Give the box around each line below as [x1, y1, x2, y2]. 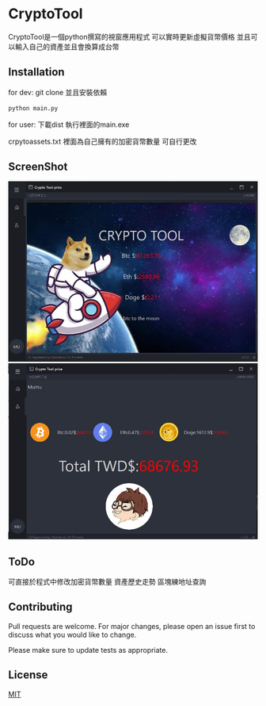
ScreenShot [8, 160, 68, 174]
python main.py [8, 104, 59, 112]
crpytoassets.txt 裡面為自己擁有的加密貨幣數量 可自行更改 [8, 136, 197, 146]
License [8, 668, 48, 682]
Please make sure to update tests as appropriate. [8, 645, 169, 654]
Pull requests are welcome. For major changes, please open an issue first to [8, 621, 256, 631]
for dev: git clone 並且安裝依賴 [8, 87, 108, 97]
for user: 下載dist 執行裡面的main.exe [8, 120, 130, 129]
